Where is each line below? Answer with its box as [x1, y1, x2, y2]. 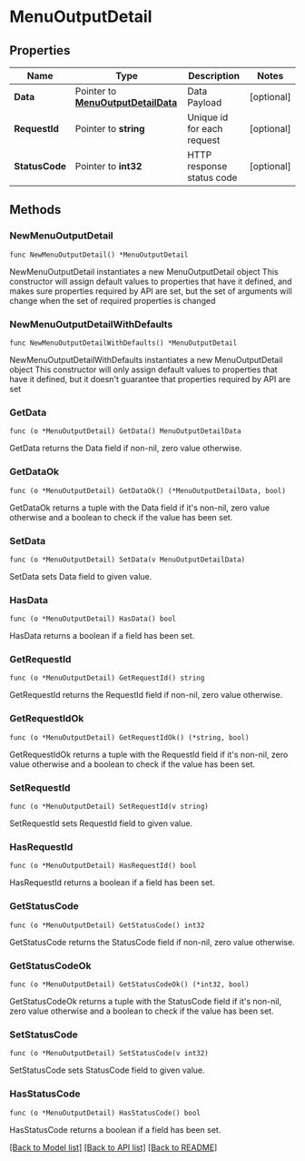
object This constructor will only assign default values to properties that [9, 364, 279, 375]
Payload [187, 96, 222, 108]
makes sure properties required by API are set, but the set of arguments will [9, 285, 292, 297]
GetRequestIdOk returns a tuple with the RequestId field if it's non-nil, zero [9, 749, 289, 760]
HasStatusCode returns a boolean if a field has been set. [9, 1124, 221, 1135]
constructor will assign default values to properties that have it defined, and [9, 276, 292, 287]
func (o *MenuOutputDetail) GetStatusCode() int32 [9, 921, 205, 930]
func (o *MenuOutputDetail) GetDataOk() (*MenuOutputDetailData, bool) [9, 486, 286, 495]
